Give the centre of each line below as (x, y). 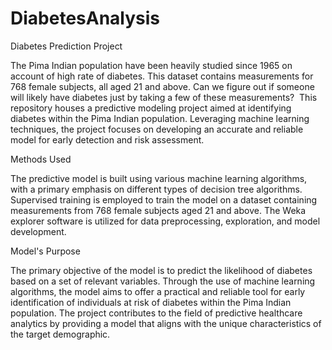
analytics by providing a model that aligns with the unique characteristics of (166, 323)
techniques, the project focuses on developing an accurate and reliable (157, 129)
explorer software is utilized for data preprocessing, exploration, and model (165, 221)
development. (38, 231)
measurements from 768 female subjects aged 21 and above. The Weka (158, 210)
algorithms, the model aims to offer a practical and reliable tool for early (158, 291)
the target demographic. (60, 334)
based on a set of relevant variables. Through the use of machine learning (163, 281)
